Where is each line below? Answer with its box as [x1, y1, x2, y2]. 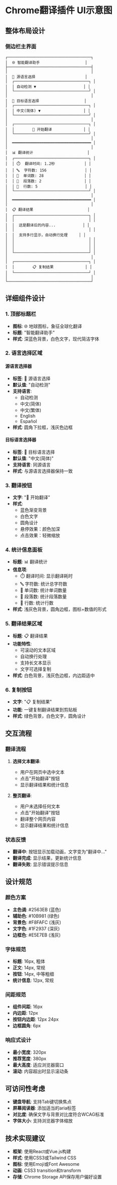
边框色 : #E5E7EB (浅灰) [12, 931, 61, 938]
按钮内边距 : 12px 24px [12, 1016, 59, 1022]
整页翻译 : [12, 792, 32, 799]
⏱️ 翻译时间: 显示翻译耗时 [20, 573, 73, 579]
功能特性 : [12, 640, 32, 647]
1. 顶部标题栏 [5, 310, 36, 317]
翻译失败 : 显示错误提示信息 [12, 861, 69, 868]
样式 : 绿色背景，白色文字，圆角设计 [12, 713, 86, 719]
